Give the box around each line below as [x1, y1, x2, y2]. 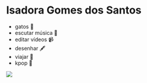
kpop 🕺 [14, 59, 33, 67]
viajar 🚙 [14, 53, 34, 60]
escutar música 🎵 [14, 29, 58, 36]
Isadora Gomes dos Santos [6, 4, 142, 17]
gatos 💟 [14, 23, 34, 30]
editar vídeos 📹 [14, 36, 54, 43]
